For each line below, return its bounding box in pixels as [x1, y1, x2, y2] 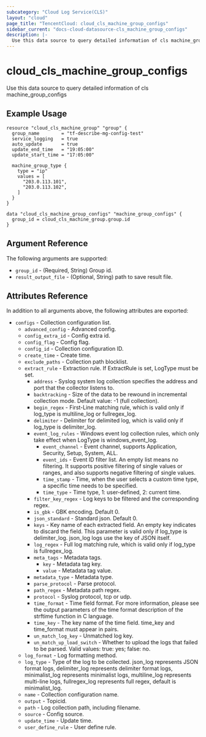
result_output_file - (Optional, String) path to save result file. [15, 273, 173, 280]
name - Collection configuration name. [24, 691, 120, 698]
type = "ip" [17, 168, 48, 174]
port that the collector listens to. [33, 384, 115, 392]
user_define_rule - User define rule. [24, 723, 116, 731]
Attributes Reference [6, 291, 88, 301]
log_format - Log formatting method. [24, 652, 118, 659]
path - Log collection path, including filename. [24, 704, 141, 711]
